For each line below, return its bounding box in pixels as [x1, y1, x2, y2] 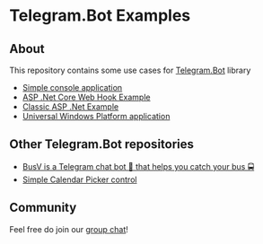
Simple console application [22, 83, 123, 92]
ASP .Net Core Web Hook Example [22, 91, 151, 102]
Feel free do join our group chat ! [9, 223, 128, 234]
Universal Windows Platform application [22, 111, 171, 121]
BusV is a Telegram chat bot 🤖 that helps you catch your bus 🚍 [22, 161, 255, 171]
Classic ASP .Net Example [22, 101, 119, 112]
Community [9, 200, 77, 215]
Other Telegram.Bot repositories [9, 136, 195, 152]
